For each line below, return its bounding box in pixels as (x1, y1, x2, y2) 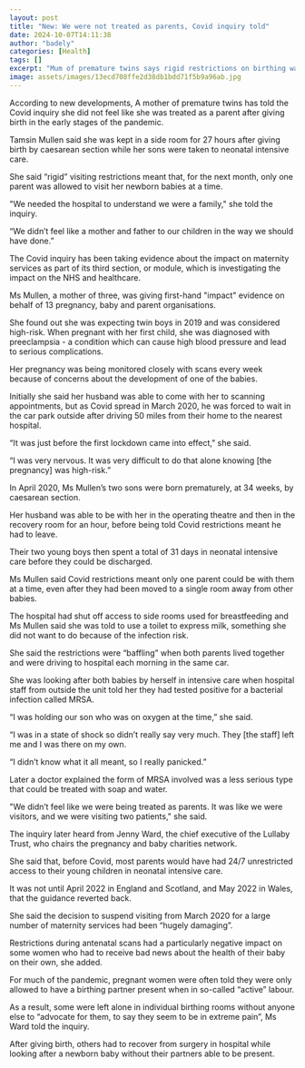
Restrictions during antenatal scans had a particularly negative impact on (9, 937, 283, 948)
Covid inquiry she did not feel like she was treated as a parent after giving (9, 106, 285, 118)
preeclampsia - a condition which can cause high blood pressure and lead (9, 336, 287, 347)
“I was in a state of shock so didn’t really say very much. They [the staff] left (9, 728, 295, 740)
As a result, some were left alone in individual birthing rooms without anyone (9, 1001, 295, 1013)
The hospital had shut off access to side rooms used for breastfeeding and (9, 610, 289, 621)
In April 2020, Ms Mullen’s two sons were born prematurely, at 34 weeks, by (9, 482, 294, 493)
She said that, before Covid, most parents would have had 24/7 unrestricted (9, 855, 293, 866)
